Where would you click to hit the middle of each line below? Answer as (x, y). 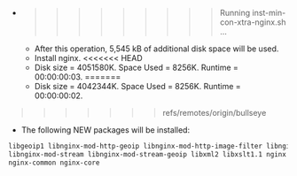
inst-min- (269, 13)
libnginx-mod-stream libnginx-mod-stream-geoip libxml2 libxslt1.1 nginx (148, 154)
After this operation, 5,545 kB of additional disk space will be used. (156, 49)
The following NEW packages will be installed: (106, 130)
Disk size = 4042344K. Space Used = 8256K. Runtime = (137, 86)
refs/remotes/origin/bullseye (215, 113)
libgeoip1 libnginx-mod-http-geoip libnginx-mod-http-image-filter (136, 146)
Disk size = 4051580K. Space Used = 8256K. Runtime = (136, 67)
